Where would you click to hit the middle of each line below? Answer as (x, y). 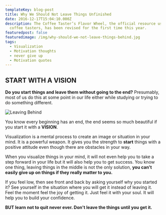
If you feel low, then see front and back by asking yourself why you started (81, 182)
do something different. (29, 103)
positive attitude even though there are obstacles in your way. (68, 147)
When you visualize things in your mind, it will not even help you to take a (80, 157)
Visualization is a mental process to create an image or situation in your (78, 137)
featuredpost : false (26, 33)
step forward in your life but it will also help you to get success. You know (80, 162)
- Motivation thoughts (33, 51)
